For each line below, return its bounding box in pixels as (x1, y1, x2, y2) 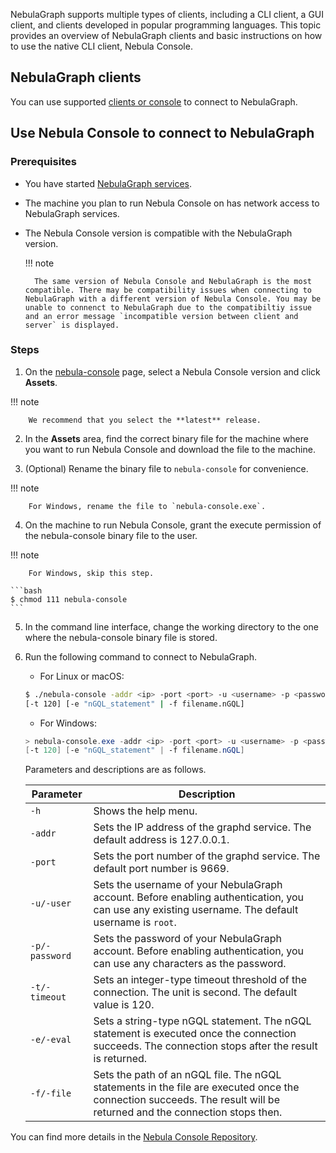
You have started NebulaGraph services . (24, 177, 193, 189)
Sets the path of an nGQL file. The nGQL (93, 1068, 282, 1082)
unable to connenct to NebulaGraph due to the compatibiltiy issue (24, 302, 312, 313)
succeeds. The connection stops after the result (93, 1039, 318, 1053)
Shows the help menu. (93, 804, 198, 818)
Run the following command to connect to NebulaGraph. (24, 650, 257, 663)
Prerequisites (10, 155, 77, 169)
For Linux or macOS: (39, 670, 125, 682)
